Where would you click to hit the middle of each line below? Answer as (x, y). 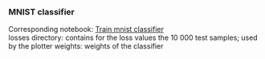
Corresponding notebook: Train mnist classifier (86, 29)
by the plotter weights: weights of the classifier (86, 46)
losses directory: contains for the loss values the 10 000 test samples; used (133, 37)
